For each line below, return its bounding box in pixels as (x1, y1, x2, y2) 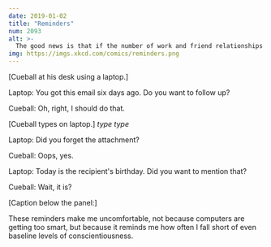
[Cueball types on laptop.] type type (8, 119, 130, 128)
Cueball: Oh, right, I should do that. (8, 103, 126, 113)
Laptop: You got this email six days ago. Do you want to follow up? (8, 88, 230, 97)
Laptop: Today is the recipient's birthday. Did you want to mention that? (8, 167, 247, 175)
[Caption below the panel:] (8, 198, 97, 207)
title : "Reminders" (8, 19, 75, 28)
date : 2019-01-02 (8, 11, 67, 20)
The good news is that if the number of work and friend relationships (15, 42, 264, 50)
